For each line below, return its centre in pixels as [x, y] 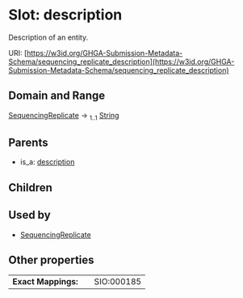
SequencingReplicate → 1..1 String [64, 116]
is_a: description [47, 162]
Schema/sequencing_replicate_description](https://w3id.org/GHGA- [121, 62]
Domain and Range [57, 96]
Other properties [51, 260]
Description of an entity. [48, 37]
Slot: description [65, 15]
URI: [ [18, 53]
